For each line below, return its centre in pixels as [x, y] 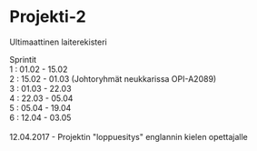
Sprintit [23, 59]
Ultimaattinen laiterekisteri [58, 42]
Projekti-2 [48, 17]
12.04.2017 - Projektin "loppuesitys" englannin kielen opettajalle [128, 136]
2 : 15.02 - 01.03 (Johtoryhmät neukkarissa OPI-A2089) [113, 78]
